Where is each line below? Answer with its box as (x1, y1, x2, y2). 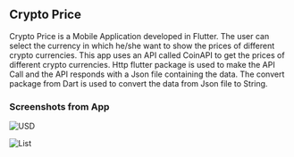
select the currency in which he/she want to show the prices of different (9, 40, 275, 51)
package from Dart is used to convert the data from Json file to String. (9, 78, 268, 88)
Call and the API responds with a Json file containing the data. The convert (9, 69, 285, 79)
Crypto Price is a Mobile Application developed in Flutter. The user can (9, 30, 270, 41)
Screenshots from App (9, 100, 110, 112)
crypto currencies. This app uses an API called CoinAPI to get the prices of (9, 49, 285, 61)
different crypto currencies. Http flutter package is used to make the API (9, 59, 275, 70)
